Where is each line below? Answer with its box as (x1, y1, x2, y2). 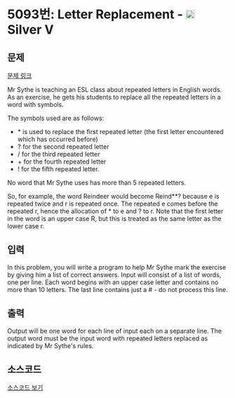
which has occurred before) (17, 135, 98, 143)
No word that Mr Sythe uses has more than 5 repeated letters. (7, 178, 187, 187)
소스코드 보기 (7, 383, 43, 392)
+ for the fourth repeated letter (17, 157, 107, 166)
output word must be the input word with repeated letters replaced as (7, 334, 208, 343)
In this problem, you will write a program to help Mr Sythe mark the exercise (7, 263, 227, 271)
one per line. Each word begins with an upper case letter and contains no (7, 278, 219, 286)
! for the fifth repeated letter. (17, 165, 100, 173)
